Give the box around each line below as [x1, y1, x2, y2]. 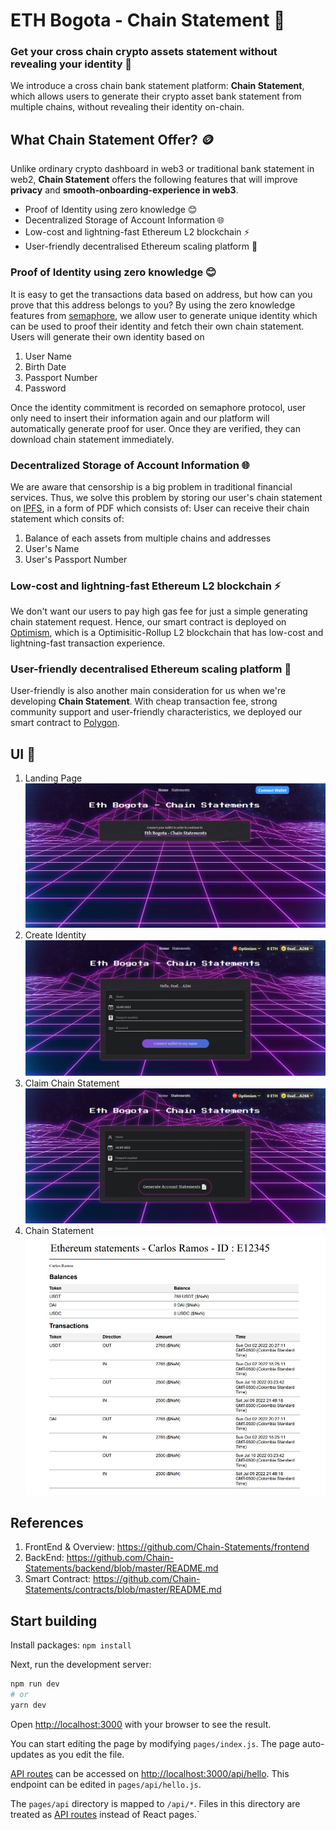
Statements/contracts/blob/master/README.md [24, 1584, 222, 1596]
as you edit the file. [46, 1748, 125, 1760]
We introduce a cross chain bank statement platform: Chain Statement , [10, 80, 305, 92]
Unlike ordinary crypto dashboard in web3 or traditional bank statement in [10, 163, 315, 175]
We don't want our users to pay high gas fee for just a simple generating [10, 605, 308, 618]
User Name [24, 350, 72, 362]
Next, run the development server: [10, 1659, 152, 1671]
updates [10, 1748, 45, 1760]
